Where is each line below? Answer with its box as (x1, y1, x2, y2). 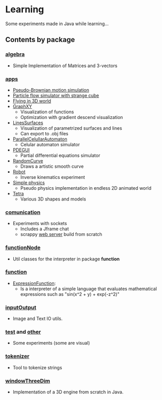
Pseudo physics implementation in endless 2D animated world (20, 185, 152, 191)
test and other (5, 328, 41, 335)
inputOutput (5, 304, 37, 311)
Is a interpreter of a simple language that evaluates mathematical (20, 286, 157, 292)
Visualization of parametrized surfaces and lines (20, 125, 123, 131)
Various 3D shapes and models (20, 196, 86, 202)
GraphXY (12, 103, 32, 109)
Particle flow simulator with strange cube (12, 92, 99, 98)
